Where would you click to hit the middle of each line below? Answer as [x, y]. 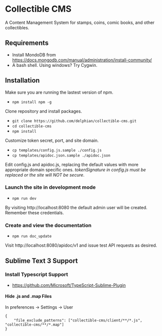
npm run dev [24, 198]
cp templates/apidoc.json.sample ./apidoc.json [61, 155]
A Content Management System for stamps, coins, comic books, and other [80, 22]
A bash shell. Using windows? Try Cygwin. [55, 65]
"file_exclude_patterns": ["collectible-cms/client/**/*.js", [78, 320]
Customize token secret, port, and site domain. [52, 140]
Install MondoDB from [34, 55]
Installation [22, 81]
